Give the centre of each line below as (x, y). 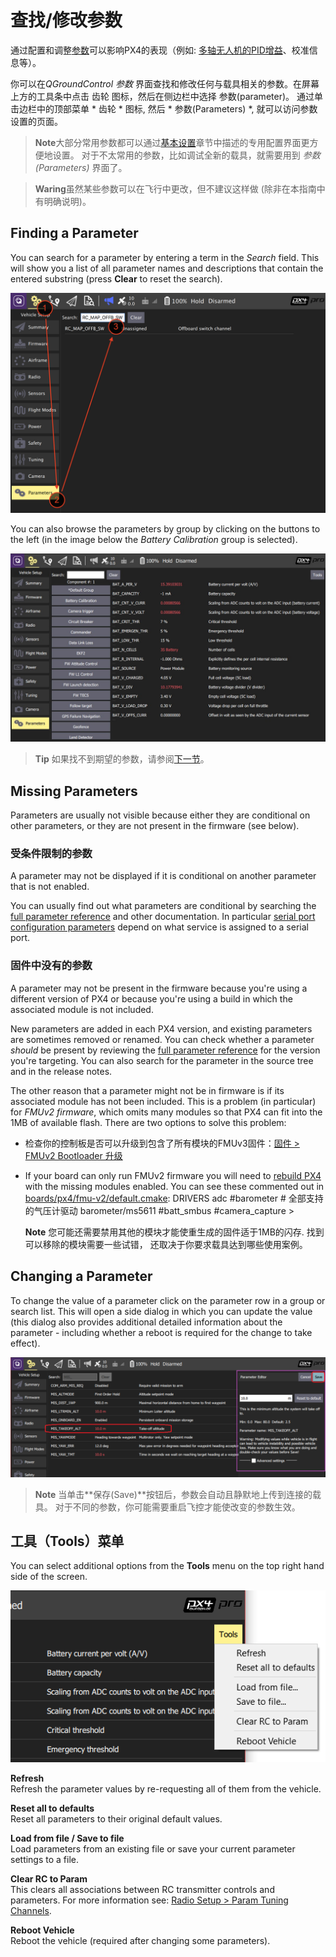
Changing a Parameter (81, 1276)
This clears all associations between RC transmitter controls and (142, 1889)
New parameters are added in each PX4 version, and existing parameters (161, 1028)
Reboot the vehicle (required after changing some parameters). (140, 1940)
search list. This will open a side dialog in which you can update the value (161, 1311)
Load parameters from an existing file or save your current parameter (153, 1848)
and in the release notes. (61, 1071)
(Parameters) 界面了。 (81, 167)
